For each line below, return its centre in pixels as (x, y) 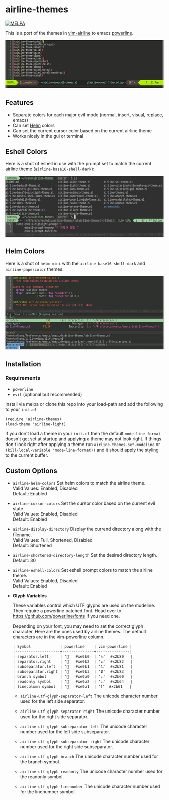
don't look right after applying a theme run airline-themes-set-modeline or (83, 444)
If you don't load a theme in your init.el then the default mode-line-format (83, 433)
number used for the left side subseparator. (65, 731)
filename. (22, 535)
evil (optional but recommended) (47, 394)
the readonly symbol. (42, 777)
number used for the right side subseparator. (66, 746)
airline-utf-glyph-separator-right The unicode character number (90, 711)
